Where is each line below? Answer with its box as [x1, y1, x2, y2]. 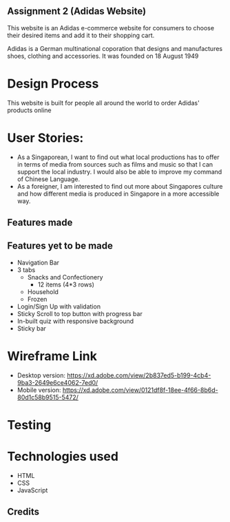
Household [27, 287, 59, 295]
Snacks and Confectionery [27, 273, 103, 281]
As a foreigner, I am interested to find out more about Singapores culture [17, 182, 223, 190]
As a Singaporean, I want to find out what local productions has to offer [17, 153, 220, 161]
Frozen [27, 295, 48, 303]
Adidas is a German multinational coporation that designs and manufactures [7, 44, 222, 52]
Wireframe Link [7, 348, 98, 364]
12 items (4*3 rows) [37, 280, 95, 289]
